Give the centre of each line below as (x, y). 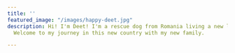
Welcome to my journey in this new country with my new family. (109, 33)
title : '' (22, 13)
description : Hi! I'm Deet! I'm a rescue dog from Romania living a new (115, 26)
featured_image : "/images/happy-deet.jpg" (70, 20)
